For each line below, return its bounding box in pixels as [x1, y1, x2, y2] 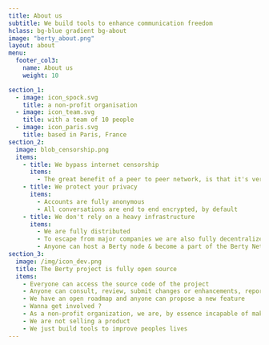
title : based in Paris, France [22, 131, 127, 139]
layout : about [8, 42, 56, 50]
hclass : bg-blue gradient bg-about [8, 26, 127, 34]
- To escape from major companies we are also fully [37, 235, 217, 243]
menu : [8, 49, 26, 57]
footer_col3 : [15, 57, 59, 65]
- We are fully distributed [37, 228, 130, 236]
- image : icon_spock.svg [15, 93, 98, 101]
